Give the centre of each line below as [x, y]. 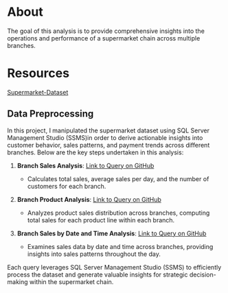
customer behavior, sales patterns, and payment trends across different [109, 145]
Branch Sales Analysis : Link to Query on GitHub [85, 165]
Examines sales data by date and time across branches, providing [120, 246]
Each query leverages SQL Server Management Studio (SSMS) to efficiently [114, 267]
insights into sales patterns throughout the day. [94, 254]
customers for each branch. [67, 186]
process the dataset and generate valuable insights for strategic [98, 274]
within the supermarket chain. [71, 281]
